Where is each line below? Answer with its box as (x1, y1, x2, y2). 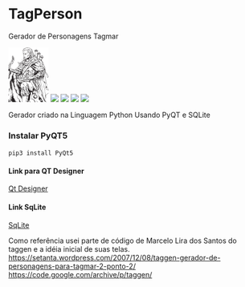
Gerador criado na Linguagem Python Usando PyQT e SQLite (8, 110, 210, 119)
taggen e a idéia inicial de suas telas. (8, 244, 130, 253)
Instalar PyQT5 (8, 130, 68, 141)
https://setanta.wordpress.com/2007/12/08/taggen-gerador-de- (8, 253, 221, 262)
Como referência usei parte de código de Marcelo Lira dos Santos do (8, 236, 237, 245)
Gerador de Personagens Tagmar (8, 31, 119, 41)
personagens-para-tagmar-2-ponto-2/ (8, 261, 137, 271)
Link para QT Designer (8, 166, 84, 176)
